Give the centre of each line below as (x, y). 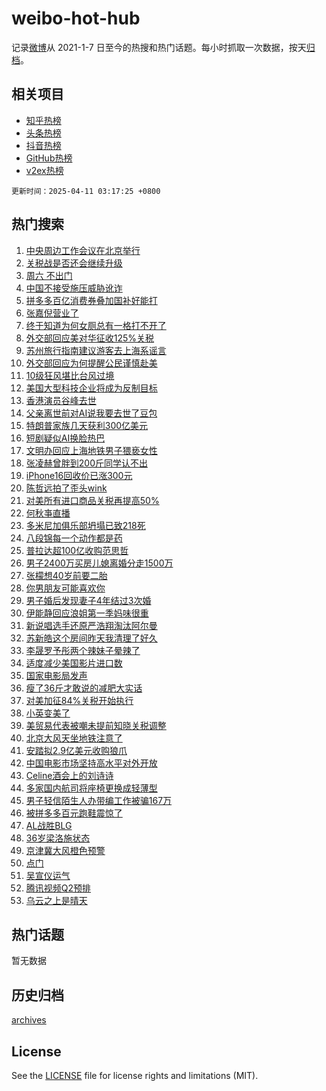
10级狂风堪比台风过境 (70, 375)
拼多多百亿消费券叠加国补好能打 (91, 300)
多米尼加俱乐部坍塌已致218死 (85, 525)
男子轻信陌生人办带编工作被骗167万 (99, 800)
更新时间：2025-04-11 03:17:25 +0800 (86, 191)
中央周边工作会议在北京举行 (83, 250)
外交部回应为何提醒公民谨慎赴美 (91, 363)
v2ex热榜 (44, 170)
